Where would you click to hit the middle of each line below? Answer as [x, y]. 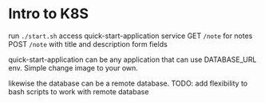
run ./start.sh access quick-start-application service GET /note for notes [131, 36]
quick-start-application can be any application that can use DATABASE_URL [132, 59]
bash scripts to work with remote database [79, 91]
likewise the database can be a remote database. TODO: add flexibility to [128, 83]
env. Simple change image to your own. [73, 67]
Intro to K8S [49, 14]
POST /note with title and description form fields [88, 44]
